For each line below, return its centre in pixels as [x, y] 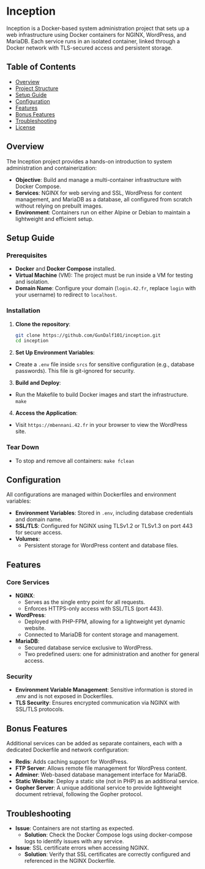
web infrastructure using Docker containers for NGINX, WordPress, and [96, 34]
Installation [24, 310]
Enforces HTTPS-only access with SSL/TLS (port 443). [94, 609]
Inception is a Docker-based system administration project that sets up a [98, 28]
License [25, 127]
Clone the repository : [43, 324]
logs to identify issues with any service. [74, 841]
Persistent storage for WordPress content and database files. [101, 546]
